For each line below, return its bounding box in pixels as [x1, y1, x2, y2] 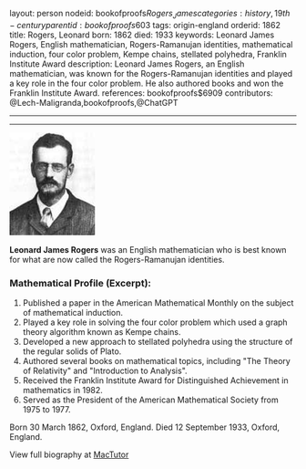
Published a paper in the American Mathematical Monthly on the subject [22, 297, 294, 308]
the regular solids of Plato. [22, 346, 122, 357]
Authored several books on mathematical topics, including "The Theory [22, 356, 291, 367]
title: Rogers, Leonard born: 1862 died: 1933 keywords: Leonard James [9, 29, 275, 40]
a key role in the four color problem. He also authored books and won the [9, 78, 284, 89]
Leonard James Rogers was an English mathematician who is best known [9, 244, 287, 255]
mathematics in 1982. [22, 385, 103, 396]
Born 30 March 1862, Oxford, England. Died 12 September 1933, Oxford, [9, 422, 280, 433]
